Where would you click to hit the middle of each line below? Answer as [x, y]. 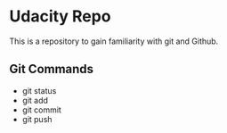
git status [39, 90]
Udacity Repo [60, 17]
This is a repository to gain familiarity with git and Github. [114, 41]
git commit [42, 110]
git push [37, 119]
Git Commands [52, 69]
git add [35, 100]
